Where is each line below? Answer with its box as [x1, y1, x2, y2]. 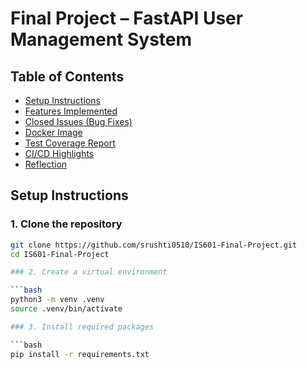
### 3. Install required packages [10, 322, 155, 332]
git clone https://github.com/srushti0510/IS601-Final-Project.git [10, 240, 298, 250]
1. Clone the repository [10, 217, 123, 231]
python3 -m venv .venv [10, 295, 105, 305]
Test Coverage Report [24, 137, 116, 149]
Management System [10, 28, 193, 51]
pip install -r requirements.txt [10, 349, 150, 359]
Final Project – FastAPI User [10, 7, 244, 30]
